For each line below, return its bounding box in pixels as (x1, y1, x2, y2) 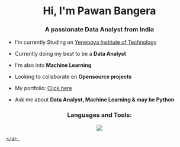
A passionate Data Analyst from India (44, 25, 155, 34)
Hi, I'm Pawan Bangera (43, 4, 156, 18)
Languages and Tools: (67, 111, 132, 119)
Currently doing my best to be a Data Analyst (14, 50, 126, 57)
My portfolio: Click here (14, 85, 72, 92)
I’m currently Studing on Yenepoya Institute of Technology (14, 39, 157, 46)
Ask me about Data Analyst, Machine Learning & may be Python (14, 96, 175, 103)
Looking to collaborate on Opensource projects (14, 73, 132, 81)
